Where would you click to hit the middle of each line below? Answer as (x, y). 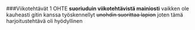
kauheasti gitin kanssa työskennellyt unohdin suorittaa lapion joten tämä (95, 15)
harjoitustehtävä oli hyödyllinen (44, 21)
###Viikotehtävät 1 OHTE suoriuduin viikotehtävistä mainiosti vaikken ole (98, 9)
